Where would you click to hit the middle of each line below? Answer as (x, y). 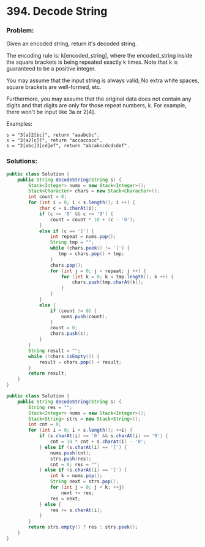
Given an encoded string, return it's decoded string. (72, 44)
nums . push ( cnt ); (71, 453)
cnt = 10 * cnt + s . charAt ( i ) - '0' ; (98, 442)
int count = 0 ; (48, 197)
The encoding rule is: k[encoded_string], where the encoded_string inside (99, 56)
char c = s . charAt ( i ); (68, 208)
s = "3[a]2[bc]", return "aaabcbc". (53, 135)
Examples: (19, 124)
